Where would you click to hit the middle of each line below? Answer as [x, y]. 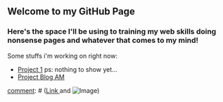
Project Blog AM [41, 77]
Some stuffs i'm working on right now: [63, 56]
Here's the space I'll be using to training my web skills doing [112, 32]
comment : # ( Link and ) [53, 90]
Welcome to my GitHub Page [71, 12]
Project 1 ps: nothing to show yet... [67, 69]
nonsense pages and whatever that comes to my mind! [103, 40]
